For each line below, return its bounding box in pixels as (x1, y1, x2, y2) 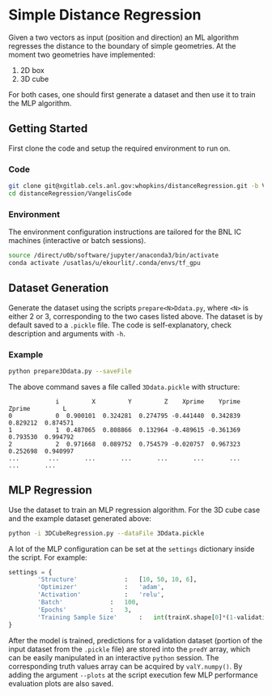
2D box (19, 65, 45, 75)
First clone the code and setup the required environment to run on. (8, 143, 231, 153)
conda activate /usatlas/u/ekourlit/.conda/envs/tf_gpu (8, 258, 201, 267)
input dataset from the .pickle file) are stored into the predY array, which (8, 644, 251, 654)
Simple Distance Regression (8, 6, 202, 24)
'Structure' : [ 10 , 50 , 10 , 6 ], (37, 575, 198, 584)
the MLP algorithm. (8, 98, 72, 108)
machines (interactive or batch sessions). (8, 236, 147, 246)
